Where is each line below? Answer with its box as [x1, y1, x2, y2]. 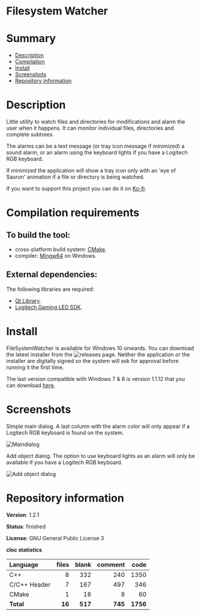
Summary [6, 32, 56, 46]
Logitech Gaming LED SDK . [14, 303, 83, 311]
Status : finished [6, 523, 46, 530]
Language [9, 560, 39, 569]
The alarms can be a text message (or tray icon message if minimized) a [6, 142, 185, 150]
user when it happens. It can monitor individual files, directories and [6, 124, 174, 132]
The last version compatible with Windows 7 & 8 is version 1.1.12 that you [6, 375, 185, 382]
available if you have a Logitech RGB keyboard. [6, 459, 123, 466]
